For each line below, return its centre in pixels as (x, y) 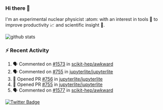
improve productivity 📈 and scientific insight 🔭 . (55, 25)
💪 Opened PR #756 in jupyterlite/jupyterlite (58, 79)
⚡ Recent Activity (27, 51)
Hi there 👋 (18, 8)
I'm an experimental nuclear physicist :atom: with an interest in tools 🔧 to (82, 19)
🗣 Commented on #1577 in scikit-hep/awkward (63, 90)
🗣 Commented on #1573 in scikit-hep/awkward (63, 64)
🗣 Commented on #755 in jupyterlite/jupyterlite (63, 72)
